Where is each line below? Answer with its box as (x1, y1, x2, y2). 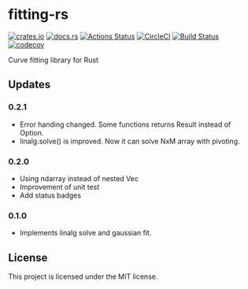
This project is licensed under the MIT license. (8, 272, 158, 281)
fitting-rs (8, 6, 69, 24)
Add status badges (19, 191, 81, 200)
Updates (8, 78, 51, 91)
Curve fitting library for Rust (8, 55, 99, 65)
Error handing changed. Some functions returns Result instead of (19, 120, 231, 129)
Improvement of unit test (19, 182, 100, 191)
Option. (19, 128, 44, 137)
